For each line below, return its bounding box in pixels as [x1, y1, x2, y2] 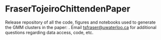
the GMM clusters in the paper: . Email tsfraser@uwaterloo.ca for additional [5, 24, 157, 30]
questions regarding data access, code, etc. [5, 29, 94, 35]
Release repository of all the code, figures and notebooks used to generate [5, 19, 156, 25]
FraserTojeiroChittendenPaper [5, 3, 131, 14]
